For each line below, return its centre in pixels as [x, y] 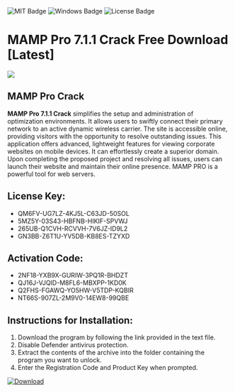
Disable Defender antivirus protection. [73, 345]
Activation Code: [45, 258]
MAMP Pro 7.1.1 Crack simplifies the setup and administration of [101, 114]
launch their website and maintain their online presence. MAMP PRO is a [113, 166]
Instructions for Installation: [70, 320]
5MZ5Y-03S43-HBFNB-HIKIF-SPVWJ [73, 221]
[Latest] [31, 55]
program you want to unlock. [59, 360]
